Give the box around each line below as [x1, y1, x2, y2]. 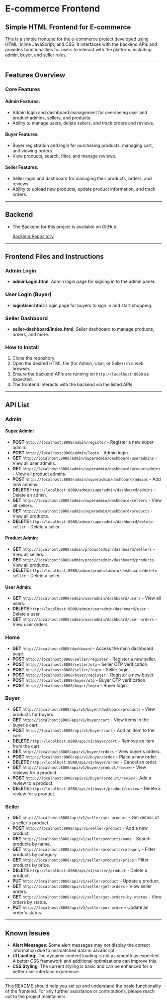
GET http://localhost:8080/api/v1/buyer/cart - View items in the [12, 717, 149, 723]
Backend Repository [12, 233, 54, 239]
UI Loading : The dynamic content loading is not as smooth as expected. [12, 952, 160, 959]
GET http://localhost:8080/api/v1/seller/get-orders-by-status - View [12, 894, 162, 900]
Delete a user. [12, 611, 41, 617]
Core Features [5, 86, 40, 93]
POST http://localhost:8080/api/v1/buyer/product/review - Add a [12, 775, 152, 781]
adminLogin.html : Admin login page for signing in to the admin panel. [12, 278, 156, 284]
